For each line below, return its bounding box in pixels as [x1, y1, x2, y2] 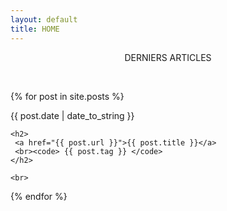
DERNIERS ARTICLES [124, 51, 212, 63]
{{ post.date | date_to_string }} [10, 109, 135, 121]
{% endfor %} [10, 190, 68, 202]
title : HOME [10, 24, 60, 34]
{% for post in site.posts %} [10, 90, 125, 102]
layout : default [10, 14, 78, 25]
